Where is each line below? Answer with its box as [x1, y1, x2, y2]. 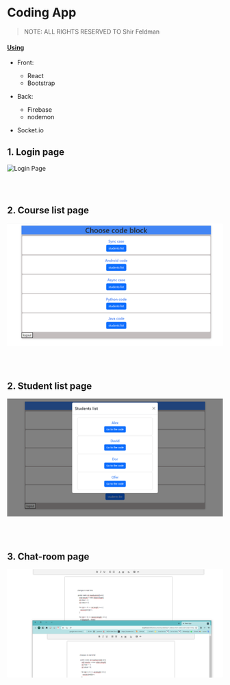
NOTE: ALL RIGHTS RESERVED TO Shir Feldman [23, 27, 160, 36]
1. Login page [7, 146, 65, 158]
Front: [16, 58, 34, 67]
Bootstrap [27, 79, 55, 87]
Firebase [27, 106, 53, 114]
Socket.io [16, 126, 44, 134]
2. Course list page [7, 204, 90, 217]
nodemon [27, 113, 55, 121]
